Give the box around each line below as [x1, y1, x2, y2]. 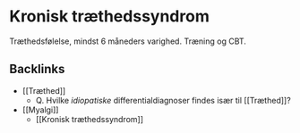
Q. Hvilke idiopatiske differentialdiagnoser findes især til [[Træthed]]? [35, 95, 291, 105]
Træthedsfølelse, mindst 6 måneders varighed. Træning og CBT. [9, 36, 246, 46]
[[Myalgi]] [21, 104, 59, 115]
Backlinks [9, 62, 65, 77]
